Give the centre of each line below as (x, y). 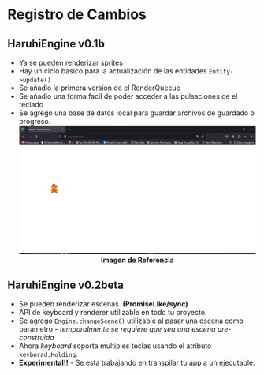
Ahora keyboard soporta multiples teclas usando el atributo (115, 346)
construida (36, 338)
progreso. (35, 121)
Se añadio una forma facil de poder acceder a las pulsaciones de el (128, 96)
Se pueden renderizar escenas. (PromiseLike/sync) (103, 304)
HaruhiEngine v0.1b (56, 44)
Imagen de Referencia (137, 260)
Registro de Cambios (77, 15)
